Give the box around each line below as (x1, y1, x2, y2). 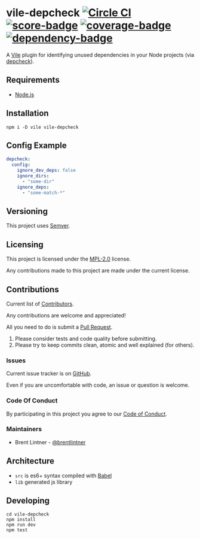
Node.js (14, 90, 35, 98)
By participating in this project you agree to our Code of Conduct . (6, 410, 167, 417)
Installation (6, 108, 49, 119)
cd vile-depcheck (6, 511, 50, 517)
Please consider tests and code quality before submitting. (14, 335, 157, 342)
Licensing (6, 240, 44, 250)
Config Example (6, 140, 67, 150)
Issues (6, 356, 26, 365)
